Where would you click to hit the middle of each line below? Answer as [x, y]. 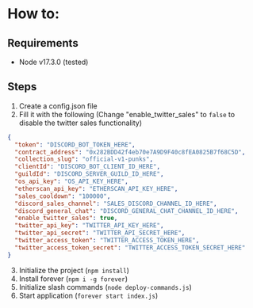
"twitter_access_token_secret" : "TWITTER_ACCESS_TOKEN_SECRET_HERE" [130, 247]
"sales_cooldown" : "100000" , [63, 196]
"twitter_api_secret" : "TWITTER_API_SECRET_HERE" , [100, 233]
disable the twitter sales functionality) [80, 123]
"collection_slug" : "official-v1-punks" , [84, 159]
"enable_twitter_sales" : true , [66, 219]
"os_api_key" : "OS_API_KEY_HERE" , [71, 182]
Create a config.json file [58, 106]
